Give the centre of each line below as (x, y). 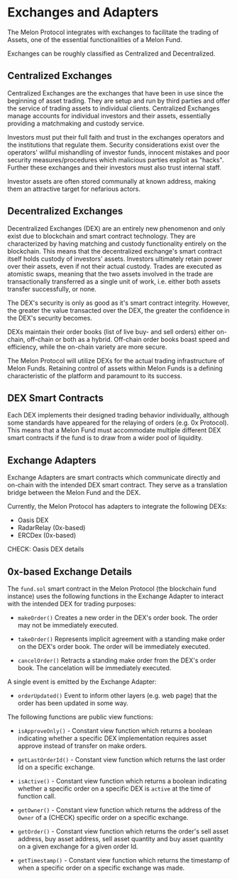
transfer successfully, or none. (52, 288)
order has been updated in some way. (73, 703)
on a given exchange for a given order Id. (78, 846)
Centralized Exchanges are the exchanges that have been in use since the (115, 93)
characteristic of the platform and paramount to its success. (95, 375)
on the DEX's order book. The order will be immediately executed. (114, 646)
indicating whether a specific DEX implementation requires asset (112, 738)
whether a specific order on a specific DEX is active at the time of (114, 789)
